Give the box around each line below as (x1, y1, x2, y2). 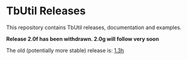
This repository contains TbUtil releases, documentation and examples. (6, 24, 182, 31)
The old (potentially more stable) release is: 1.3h (6, 46, 124, 54)
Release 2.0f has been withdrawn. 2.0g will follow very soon (6, 35, 160, 42)
